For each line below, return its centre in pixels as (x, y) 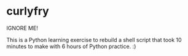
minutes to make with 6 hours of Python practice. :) (71, 46)
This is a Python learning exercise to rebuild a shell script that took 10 (94, 40)
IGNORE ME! (22, 28)
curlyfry (28, 11)
